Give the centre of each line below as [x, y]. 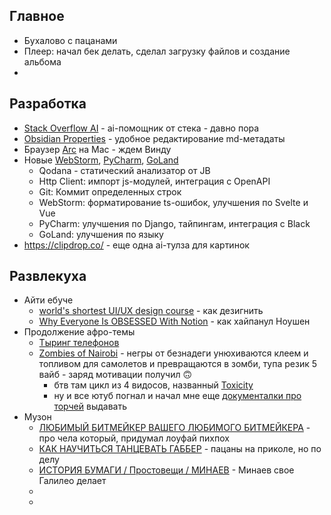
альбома [42, 61]
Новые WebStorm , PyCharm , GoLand [101, 160]
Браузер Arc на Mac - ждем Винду [97, 149]
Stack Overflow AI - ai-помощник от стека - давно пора [141, 128]
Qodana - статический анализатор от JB [124, 170]
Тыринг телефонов [79, 343]
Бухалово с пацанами [70, 40]
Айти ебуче [48, 300]
